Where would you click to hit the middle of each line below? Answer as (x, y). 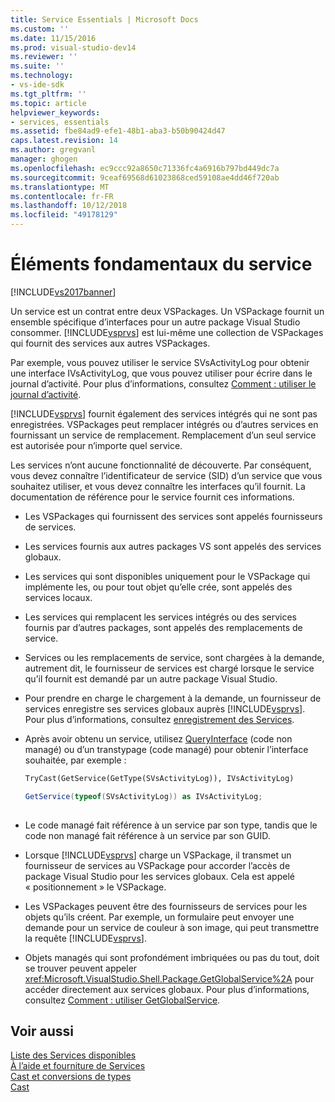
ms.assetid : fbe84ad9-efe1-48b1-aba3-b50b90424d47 (118, 131)
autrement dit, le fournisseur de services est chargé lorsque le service (169, 668)
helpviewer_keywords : (55, 112)
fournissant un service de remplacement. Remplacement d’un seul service (163, 435)
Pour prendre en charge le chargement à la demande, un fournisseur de (173, 698)
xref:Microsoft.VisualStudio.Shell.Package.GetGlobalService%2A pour (169, 978)
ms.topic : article (48, 103)
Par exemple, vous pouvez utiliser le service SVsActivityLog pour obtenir (160, 362)
